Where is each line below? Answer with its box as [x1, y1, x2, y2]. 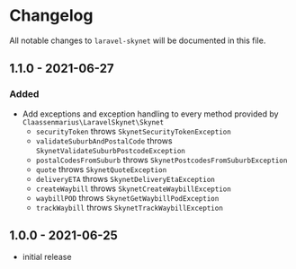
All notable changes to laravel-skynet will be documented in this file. [9, 35, 266, 46]
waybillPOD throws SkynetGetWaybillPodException [35, 192, 220, 203]
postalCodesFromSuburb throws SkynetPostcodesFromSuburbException [35, 154, 288, 165]
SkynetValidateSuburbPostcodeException [35, 146, 186, 155]
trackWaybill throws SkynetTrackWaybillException [35, 202, 223, 213]
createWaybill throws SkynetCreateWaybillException [35, 183, 231, 194]
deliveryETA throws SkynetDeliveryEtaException [35, 173, 216, 184]
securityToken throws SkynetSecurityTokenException [35, 126, 231, 136]
